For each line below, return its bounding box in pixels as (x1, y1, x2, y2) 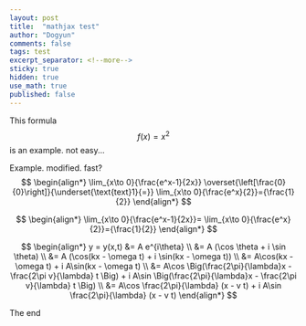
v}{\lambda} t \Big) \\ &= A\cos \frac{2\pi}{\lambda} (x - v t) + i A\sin (25, 280, 282, 291)
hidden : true (9, 73, 59, 82)
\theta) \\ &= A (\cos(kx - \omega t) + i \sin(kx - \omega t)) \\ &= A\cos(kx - (13, 251, 294, 262)
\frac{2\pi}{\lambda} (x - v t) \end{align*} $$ (69, 289, 237, 301)
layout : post (9, 13, 59, 23)
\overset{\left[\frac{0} (204, 177, 286, 188)
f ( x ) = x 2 (136, 129, 171, 142)
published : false (9, 89, 76, 99)
